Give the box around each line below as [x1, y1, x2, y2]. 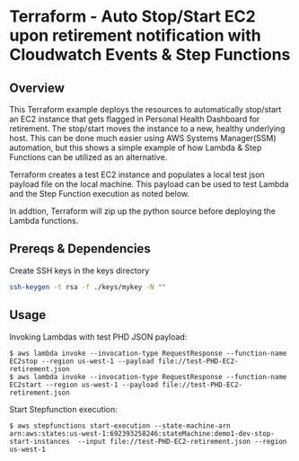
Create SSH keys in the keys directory [9, 265, 150, 276]
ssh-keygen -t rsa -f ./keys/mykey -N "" [9, 282, 167, 291]
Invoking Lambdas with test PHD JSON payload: [9, 331, 188, 342]
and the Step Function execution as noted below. [9, 189, 190, 199]
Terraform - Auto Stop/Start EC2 [9, 6, 256, 27]
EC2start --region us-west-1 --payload [9, 380, 159, 389]
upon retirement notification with [9, 25, 262, 46]
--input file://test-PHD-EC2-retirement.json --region [77, 437, 287, 446]
